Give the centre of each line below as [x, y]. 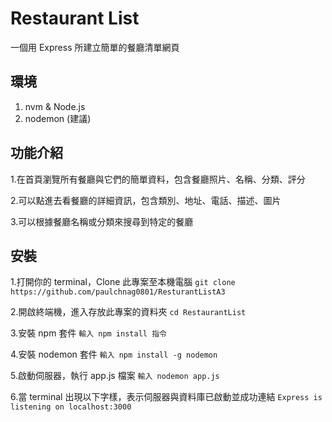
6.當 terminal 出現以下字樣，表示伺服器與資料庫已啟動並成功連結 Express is [166, 397]
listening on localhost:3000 [71, 407]
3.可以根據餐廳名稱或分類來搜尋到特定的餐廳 [102, 221]
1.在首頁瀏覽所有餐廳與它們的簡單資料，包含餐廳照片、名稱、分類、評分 [158, 179]
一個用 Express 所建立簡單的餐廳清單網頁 [95, 47]
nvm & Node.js [55, 106]
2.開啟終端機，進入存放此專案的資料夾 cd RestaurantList [128, 312]
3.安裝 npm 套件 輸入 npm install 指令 [88, 333]
